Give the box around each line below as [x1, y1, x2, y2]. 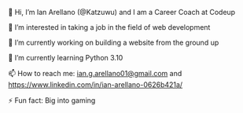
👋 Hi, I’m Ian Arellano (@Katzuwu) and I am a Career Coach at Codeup [8, 8, 236, 16]
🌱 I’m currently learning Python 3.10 [8, 53, 123, 62]
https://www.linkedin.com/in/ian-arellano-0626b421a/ [8, 80, 183, 89]
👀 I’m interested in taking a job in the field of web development [8, 23, 211, 31]
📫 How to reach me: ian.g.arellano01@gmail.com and [8, 69, 182, 78]
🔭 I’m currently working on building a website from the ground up [8, 38, 219, 47]
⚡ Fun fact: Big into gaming [8, 96, 96, 105]
